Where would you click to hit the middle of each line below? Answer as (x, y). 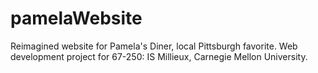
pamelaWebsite (76, 18)
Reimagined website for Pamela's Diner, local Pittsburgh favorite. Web (154, 46)
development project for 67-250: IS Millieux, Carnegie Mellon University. (159, 56)
